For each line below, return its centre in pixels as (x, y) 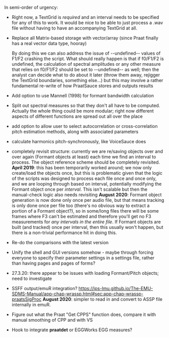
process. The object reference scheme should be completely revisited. (86, 162)
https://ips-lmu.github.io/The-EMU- (116, 288)
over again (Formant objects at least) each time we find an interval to (84, 157)
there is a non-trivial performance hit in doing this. (64, 232)
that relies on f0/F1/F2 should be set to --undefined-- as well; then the (85, 69)
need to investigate (32, 278)
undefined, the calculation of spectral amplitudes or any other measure (86, 64)
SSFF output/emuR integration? (45, 288)
